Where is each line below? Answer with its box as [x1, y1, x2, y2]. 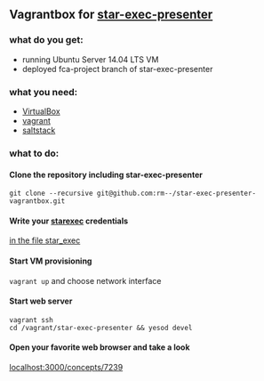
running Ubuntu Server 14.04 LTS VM [21, 53, 159, 65]
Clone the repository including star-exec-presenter [9, 169, 203, 180]
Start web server [9, 296, 73, 306]
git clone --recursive [9, 189, 93, 199]
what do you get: [9, 34, 84, 46]
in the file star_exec [9, 235, 81, 246]
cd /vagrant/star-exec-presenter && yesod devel [9, 323, 193, 332]
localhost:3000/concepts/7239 [9, 361, 124, 372]
